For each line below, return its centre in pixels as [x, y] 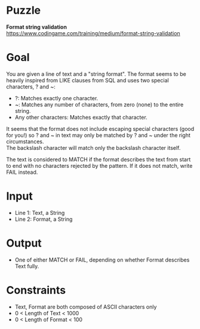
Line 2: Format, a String [44, 219]
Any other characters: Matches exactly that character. [81, 117]
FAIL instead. [22, 172]
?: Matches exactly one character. [56, 98]
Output [24, 243]
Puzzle [23, 10]
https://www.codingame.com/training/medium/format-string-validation [93, 33]
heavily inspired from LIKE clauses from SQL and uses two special [87, 80]
